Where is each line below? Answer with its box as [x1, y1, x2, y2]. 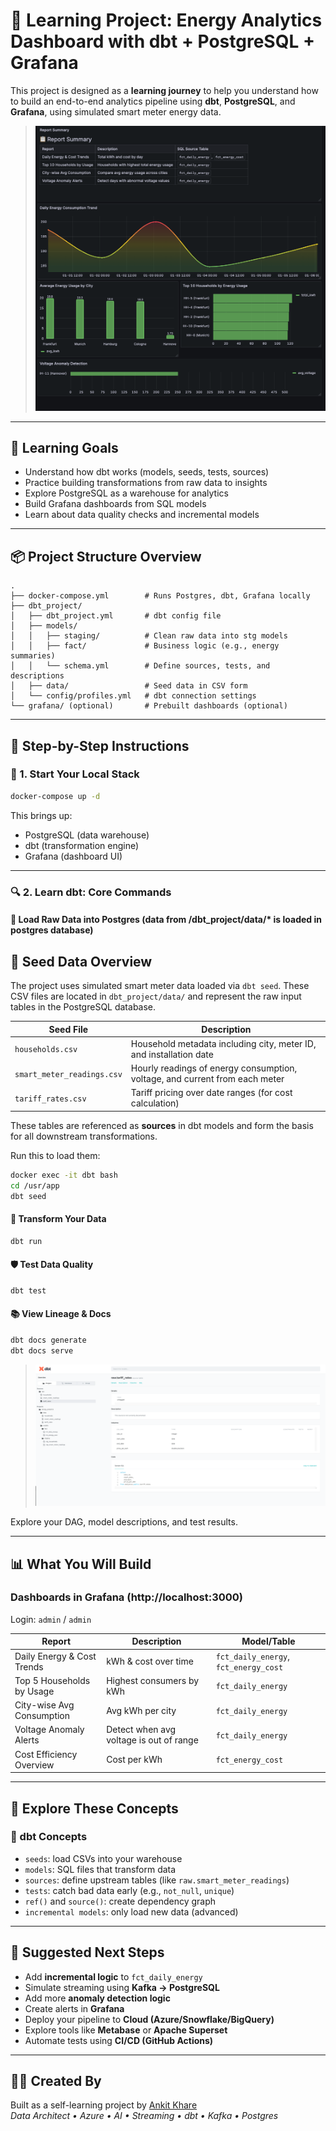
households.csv [14, 1045, 78, 1055]
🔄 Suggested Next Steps [10, 1944, 165, 1961]
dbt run [10, 1236, 43, 1246]
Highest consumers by [106, 1674, 200, 1686]
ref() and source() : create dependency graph [24, 1895, 217, 1907]
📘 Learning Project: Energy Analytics [10, 9, 323, 32]
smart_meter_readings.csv [14, 1069, 123, 1079]
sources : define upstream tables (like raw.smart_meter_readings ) [24, 1874, 290, 1886]
